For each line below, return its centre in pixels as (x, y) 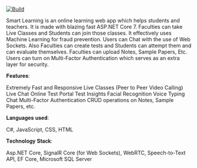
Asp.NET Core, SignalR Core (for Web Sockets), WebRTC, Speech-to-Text (96, 153)
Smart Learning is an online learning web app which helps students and (93, 20)
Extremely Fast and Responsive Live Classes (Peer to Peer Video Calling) (95, 88)
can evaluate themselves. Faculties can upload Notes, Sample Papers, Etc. (97, 52)
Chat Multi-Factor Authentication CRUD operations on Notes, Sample (90, 100)
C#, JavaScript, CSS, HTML (40, 129)
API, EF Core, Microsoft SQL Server (49, 159)
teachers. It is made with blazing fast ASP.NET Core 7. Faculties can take (94, 27)
